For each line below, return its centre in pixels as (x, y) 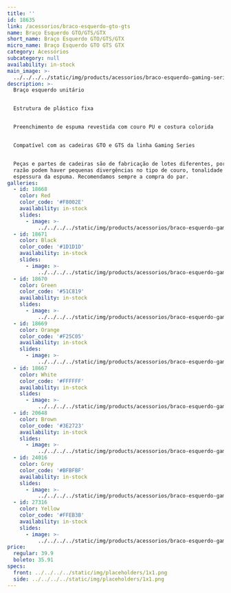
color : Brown (38, 419)
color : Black (38, 240)
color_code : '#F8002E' (52, 202)
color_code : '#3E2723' (52, 426)
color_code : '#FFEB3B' (52, 515)
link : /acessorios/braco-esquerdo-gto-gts (69, 26)
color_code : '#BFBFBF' (52, 470)
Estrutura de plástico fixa (54, 109)
